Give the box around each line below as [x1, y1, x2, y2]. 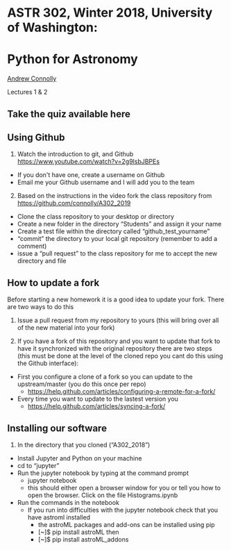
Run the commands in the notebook [17, 498, 120, 506]
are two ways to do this [7, 303, 74, 311]
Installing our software [7, 422, 108, 434]
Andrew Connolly [7, 74, 57, 83]
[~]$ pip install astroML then [37, 528, 119, 536]
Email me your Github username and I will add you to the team [17, 178, 195, 187]
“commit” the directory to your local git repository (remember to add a [17, 235, 218, 243]
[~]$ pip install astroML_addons [37, 535, 129, 543]
